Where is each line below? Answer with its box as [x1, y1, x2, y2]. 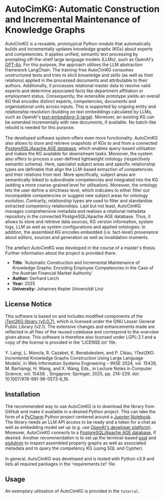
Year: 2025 [12, 280, 35, 286]
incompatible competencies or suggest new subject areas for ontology [5, 192, 148, 198]
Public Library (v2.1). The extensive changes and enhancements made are [5, 324, 155, 330]
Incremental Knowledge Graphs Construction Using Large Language [5, 355, 143, 361]
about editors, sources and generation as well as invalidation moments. [5, 234, 149, 240]
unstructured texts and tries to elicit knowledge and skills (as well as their [5, 72, 154, 78]
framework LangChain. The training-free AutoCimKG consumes [5, 67, 134, 72]
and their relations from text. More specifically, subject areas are [5, 171, 136, 177]
